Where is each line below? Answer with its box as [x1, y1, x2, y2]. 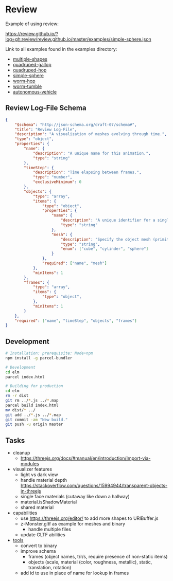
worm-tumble [12, 83, 42, 89]
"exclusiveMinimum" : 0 [32, 179, 82, 185]
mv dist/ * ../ [5, 407, 36, 412]
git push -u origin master [5, 422, 63, 427]
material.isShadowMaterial [20, 499, 77, 505]
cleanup [12, 450, 30, 456]
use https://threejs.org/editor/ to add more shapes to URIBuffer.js [20, 515, 159, 521]
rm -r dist [5, 393, 29, 398]
